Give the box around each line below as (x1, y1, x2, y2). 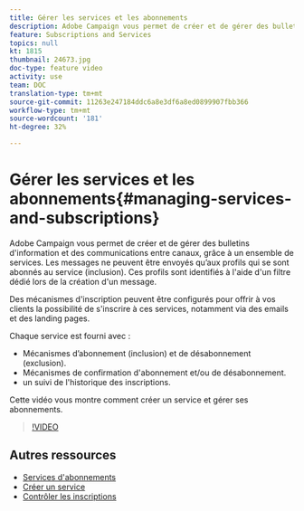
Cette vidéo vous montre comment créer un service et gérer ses (9, 394, 249, 405)
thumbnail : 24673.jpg (9, 55, 91, 64)
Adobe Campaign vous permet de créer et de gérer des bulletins (9, 237, 251, 249)
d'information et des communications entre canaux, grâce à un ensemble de (9, 247, 294, 258)
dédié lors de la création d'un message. (9, 276, 157, 287)
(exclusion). (22, 357, 67, 368)
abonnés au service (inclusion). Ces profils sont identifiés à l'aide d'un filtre (9, 266, 291, 277)
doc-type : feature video (9, 64, 103, 73)
